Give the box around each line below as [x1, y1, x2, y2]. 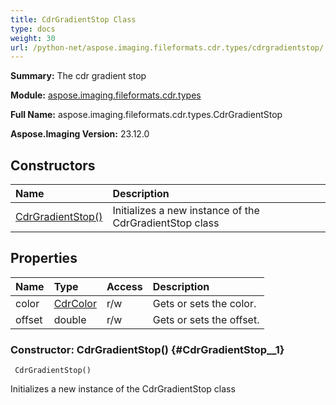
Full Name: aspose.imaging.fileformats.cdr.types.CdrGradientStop [10, 109, 283, 121]
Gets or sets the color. [152, 296, 257, 310]
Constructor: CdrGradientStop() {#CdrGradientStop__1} [10, 342, 285, 356]
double [53, 312, 87, 326]
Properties [10, 250, 78, 267]
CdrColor [53, 296, 97, 310]
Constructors [10, 157, 96, 174]
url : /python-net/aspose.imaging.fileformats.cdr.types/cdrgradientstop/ [10, 42, 325, 53]
